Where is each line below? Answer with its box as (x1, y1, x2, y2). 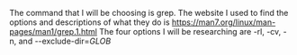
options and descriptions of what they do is (9, 17, 170, 27)
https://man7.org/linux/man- (171, 17, 276, 27)
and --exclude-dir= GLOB (18, 35, 112, 46)
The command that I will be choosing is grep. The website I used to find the (9, 8, 289, 18)
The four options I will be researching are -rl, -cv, (98, 27, 282, 36)
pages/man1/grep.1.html (9, 27, 97, 36)
